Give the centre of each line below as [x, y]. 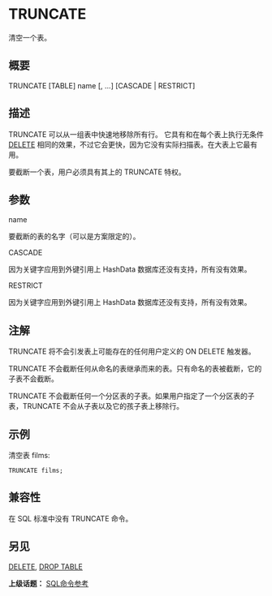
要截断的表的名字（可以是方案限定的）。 [74, 237]
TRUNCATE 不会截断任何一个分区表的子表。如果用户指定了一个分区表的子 [132, 396]
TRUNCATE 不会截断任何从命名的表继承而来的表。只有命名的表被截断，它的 [135, 369]
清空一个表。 [30, 37]
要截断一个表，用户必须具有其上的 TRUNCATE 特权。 [97, 172]
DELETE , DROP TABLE [45, 566]
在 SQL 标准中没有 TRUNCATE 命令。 [71, 518]
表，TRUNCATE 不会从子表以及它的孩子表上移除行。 [96, 406]
